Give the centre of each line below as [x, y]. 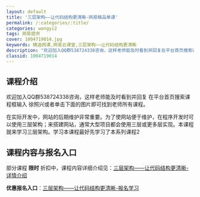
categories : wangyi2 [32, 28]
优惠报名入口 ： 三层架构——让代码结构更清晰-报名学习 [73, 188]
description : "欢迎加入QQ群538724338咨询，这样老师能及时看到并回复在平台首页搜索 [99, 51]
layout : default [26, 12]
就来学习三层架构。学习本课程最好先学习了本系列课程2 [73, 132]
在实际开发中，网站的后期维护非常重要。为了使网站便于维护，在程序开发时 [97, 117]
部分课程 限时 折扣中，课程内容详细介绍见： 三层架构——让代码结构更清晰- [98, 168]
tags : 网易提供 [23, 34]
